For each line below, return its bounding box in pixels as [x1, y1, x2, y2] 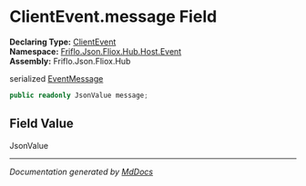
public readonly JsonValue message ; [9, 91, 148, 100]
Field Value [9, 116, 75, 132]
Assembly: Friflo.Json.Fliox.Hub [9, 55, 131, 66]
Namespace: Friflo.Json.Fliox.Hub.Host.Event [9, 45, 182, 56]
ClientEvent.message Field [9, 6, 218, 27]
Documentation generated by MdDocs [9, 166, 153, 177]
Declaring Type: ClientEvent [9, 36, 117, 47]
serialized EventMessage [9, 73, 104, 83]
